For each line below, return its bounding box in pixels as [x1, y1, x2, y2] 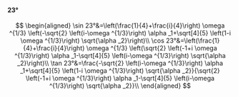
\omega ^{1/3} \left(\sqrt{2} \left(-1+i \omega [86, 44, 218, 52]
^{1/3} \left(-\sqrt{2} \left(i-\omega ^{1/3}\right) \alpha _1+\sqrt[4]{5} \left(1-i [9, 29, 231, 38]
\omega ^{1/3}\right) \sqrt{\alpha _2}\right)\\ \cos [20, 36, 164, 45]
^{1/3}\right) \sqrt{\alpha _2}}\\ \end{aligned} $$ [49, 81, 192, 90]
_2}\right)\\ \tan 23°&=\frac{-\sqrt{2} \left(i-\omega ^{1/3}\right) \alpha [16, 59, 224, 67]
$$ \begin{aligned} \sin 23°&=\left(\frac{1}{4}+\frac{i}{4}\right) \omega [15, 21, 225, 30]
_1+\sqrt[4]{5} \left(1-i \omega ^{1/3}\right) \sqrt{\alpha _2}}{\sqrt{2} [20, 67, 220, 75]
